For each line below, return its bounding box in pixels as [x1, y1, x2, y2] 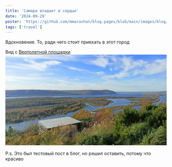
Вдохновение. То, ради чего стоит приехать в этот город [5, 39, 130, 45]
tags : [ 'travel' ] [5, 25, 42, 30]
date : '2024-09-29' [5, 13, 47, 19]
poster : [5, 19, 22, 24]
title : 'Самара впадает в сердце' [5, 8, 79, 13]
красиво [5, 156, 24, 162]
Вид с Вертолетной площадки [5, 49, 71, 55]
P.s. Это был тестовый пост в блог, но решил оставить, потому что [5, 151, 151, 157]
